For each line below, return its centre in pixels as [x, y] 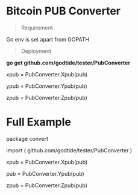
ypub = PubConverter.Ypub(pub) [47, 86]
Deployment [36, 51]
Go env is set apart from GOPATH [48, 39]
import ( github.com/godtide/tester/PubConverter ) [69, 150]
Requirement [37, 28]
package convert [27, 138]
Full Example [39, 122]
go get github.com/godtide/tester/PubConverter [68, 63]
